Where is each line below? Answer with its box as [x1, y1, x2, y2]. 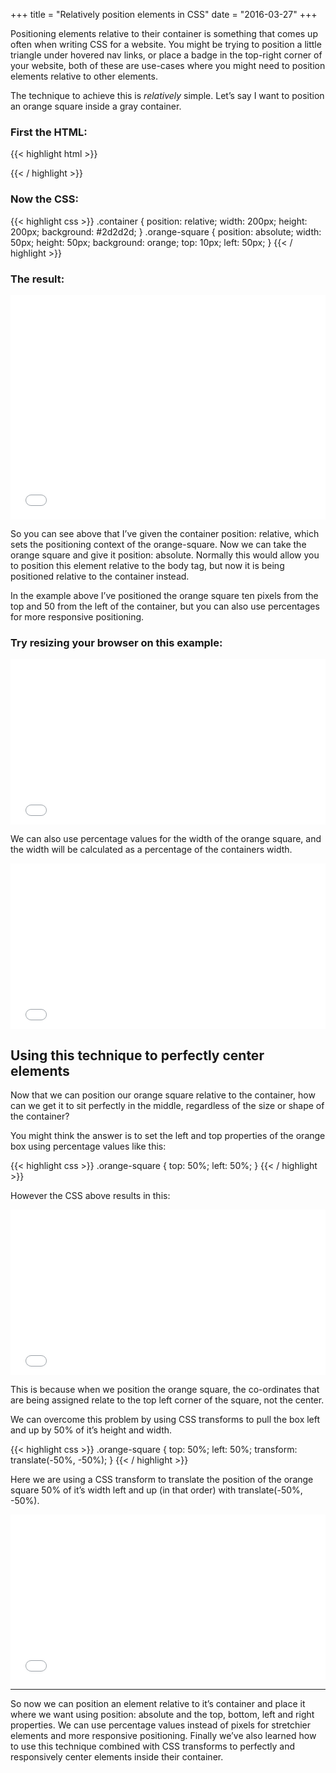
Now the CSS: [10, 192, 79, 206]
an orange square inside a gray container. [10, 100, 182, 112]
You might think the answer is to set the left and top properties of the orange [10, 1130, 326, 1141]
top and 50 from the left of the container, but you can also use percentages [10, 600, 320, 612]
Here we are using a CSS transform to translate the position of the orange [10, 1474, 314, 1485]
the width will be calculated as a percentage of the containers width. [10, 844, 293, 856]
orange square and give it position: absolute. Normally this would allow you [10, 549, 320, 561]
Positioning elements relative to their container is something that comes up [10, 28, 318, 39]
